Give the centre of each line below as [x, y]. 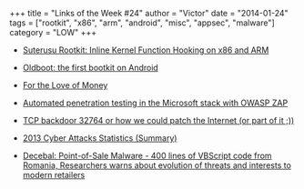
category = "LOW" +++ [53, 32]
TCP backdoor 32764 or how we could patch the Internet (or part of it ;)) [158, 120]
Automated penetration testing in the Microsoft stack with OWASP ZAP [155, 103]
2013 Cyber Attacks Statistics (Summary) [100, 138]
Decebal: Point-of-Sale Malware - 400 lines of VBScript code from [147, 155]
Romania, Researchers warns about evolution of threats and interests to [157, 165]
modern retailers [54, 175]
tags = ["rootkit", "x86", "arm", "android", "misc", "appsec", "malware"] [142, 23]
